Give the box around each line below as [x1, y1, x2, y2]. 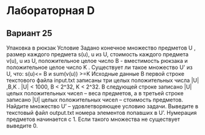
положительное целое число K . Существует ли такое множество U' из [6, 64, 193, 71]
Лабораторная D [6, 4, 95, 18]
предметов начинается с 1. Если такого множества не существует [6, 115, 181, 123]
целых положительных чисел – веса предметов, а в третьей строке [6, 90, 184, 97]
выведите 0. [6, 122, 39, 129]
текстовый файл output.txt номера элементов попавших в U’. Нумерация [6, 109, 197, 116]
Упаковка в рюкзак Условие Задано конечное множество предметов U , [6, 44, 196, 51]
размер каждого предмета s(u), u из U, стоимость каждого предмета [6, 51, 188, 58]
